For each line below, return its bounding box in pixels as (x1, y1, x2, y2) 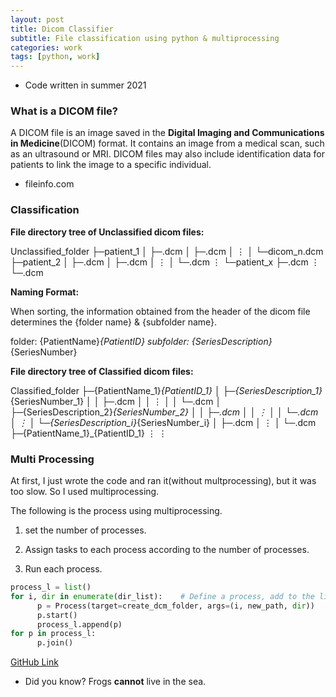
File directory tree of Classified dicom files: (10, 365, 194, 377)
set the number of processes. (24, 524, 147, 536)
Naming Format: (10, 286, 80, 298)
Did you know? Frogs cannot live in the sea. (24, 676, 207, 688)
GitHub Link (10, 656, 59, 668)
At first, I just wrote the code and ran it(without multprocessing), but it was (10, 475, 317, 487)
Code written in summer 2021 (24, 79, 147, 91)
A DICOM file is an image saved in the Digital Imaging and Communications (10, 127, 325, 139)
